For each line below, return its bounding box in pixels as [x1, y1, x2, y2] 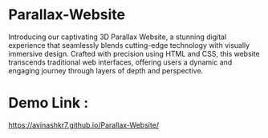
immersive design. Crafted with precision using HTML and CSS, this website [8, 49, 261, 58]
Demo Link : [8, 94, 89, 112]
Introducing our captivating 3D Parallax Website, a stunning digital [8, 32, 227, 41]
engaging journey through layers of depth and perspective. [8, 65, 204, 75]
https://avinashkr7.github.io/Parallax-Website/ [8, 120, 159, 129]
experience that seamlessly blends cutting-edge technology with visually [8, 40, 250, 49]
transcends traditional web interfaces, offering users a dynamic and [8, 57, 233, 67]
